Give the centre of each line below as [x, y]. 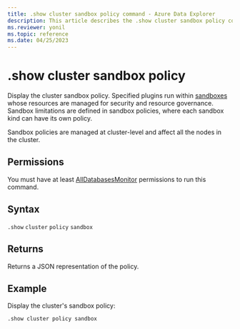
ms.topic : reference [38, 34]
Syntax [24, 209]
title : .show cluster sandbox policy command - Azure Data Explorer [111, 14]
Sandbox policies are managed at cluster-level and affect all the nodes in [115, 132]
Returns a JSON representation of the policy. [73, 266]
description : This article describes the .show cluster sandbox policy [116, 21]
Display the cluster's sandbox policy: [61, 306]
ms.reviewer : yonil [36, 27]
